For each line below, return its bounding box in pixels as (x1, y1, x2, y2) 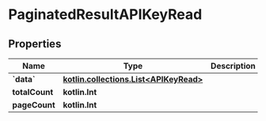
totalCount (12, 87, 54, 97)
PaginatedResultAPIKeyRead (8, 6, 203, 24)
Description (211, 61, 256, 71)
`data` (12, 74, 36, 85)
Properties (8, 37, 62, 51)
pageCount (12, 100, 55, 110)
